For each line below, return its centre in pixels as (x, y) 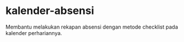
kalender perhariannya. (34, 33)
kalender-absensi (50, 11)
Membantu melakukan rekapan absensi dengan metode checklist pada (92, 27)
